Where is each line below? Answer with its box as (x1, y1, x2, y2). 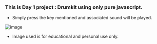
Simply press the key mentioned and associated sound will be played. (12, 15, 152, 21)
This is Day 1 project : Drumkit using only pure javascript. (5, 4, 143, 11)
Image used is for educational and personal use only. (12, 33, 118, 40)
